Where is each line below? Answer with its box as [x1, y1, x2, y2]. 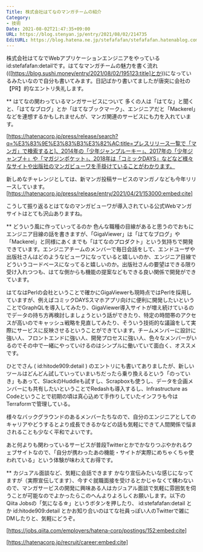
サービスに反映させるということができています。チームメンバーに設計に [16, 327, 196, 334]
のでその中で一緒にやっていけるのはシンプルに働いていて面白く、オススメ [11, 342, 196, 349]
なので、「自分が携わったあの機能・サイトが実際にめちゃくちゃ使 [32, 449, 195, 456]
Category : [6, 15, 31, 21]
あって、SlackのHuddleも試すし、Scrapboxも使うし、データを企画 [22, 377, 188, 385]
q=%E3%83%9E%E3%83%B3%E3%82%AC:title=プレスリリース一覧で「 [6, 140, 192, 147]
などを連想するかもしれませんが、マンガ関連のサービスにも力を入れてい [6, 113, 186, 120]
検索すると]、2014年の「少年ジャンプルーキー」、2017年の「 [27, 147, 178, 155]
